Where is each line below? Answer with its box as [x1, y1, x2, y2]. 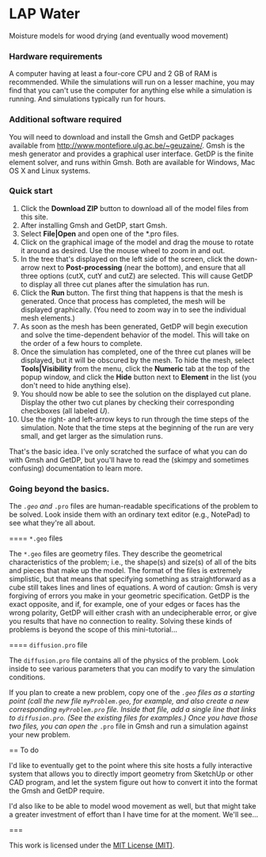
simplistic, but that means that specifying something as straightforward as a [9, 575, 256, 584]
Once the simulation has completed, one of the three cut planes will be [20, 347, 252, 356]
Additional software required [9, 114, 122, 125]
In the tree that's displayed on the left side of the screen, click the [20, 254, 235, 263]
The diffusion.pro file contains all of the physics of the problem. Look [9, 655, 239, 665]
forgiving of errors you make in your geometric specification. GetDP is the [9, 591, 250, 601]
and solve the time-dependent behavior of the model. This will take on [20, 330, 250, 340]
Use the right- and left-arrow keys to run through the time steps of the [20, 414, 249, 424]
